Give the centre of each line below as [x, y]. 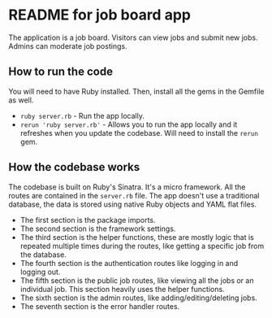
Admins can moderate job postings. [68, 46]
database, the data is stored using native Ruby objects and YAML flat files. [133, 204]
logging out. [40, 272]
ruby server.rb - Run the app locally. [82, 115]
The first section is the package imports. [88, 220]
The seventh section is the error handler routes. [100, 306]
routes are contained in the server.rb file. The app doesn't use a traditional [134, 195]
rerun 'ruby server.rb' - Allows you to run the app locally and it [129, 124]
